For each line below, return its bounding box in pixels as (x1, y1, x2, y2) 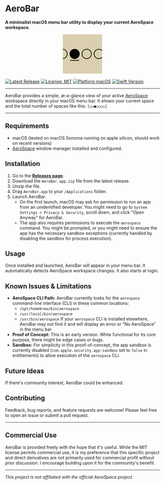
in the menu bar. (19, 326, 53, 332)
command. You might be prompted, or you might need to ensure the (19, 225, 157, 231)
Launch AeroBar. (12, 194, 47, 200)
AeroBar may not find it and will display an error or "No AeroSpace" (19, 321, 156, 327)
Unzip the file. (12, 183, 41, 189)
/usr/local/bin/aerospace (19, 312, 73, 317)
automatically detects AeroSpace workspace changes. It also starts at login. (5, 268, 159, 274)
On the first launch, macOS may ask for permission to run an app (19, 199, 151, 204)
